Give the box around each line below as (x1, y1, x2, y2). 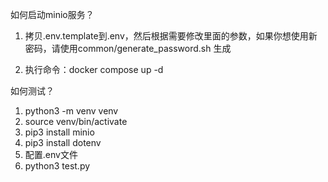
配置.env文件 (24, 149, 78, 160)
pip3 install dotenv (24, 137, 102, 148)
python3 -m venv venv (24, 105, 119, 117)
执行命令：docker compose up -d (24, 64, 164, 75)
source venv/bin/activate (24, 116, 128, 127)
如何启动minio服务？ (10, 9, 95, 20)
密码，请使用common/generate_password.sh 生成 (24, 43, 232, 54)
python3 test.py (24, 160, 91, 172)
